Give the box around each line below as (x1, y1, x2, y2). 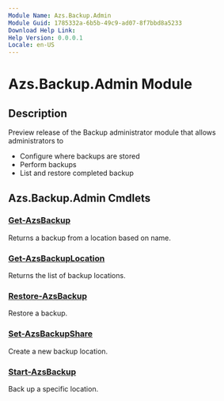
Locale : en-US (8, 41, 55, 49)
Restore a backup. (8, 308, 68, 318)
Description (8, 106, 67, 120)
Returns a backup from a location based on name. (8, 233, 172, 243)
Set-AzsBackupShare (8, 328, 93, 339)
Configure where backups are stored (19, 151, 140, 161)
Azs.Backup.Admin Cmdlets (8, 191, 151, 204)
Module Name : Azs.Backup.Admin (8, 11, 112, 20)
